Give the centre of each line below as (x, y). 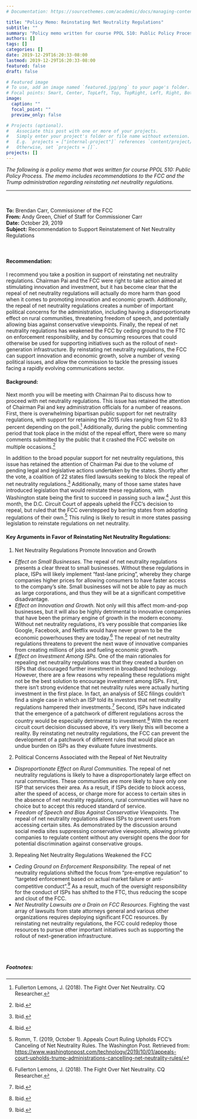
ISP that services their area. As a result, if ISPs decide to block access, (100, 787)
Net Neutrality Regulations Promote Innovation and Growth (85, 550)
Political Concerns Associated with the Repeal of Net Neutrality (91, 757)
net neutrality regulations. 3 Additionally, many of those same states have (94, 484)
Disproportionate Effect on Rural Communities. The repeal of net (92, 768)
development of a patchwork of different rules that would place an (94, 740)
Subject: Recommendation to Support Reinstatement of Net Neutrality (91, 229)
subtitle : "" (22, 28)
